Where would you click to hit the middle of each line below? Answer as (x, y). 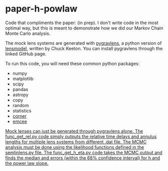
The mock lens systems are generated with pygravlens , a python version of (83, 43)
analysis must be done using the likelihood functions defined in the (75, 147)
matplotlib (23, 78)
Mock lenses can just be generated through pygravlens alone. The (74, 131)
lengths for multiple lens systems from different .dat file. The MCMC (76, 142)
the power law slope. (27, 163)
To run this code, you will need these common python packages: (72, 63)
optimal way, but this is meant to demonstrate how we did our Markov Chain (84, 28)
